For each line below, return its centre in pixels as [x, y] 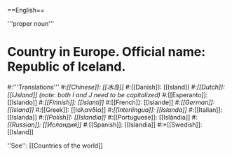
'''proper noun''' [31, 23]
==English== [26, 10]
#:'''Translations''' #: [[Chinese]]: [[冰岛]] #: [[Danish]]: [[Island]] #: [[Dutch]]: [116, 87]
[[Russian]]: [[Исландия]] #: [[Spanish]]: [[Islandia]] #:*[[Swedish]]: [105, 125]
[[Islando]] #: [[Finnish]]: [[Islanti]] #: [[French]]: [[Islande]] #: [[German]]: [111, 102]
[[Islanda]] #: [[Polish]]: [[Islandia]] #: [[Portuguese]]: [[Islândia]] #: [102, 117]
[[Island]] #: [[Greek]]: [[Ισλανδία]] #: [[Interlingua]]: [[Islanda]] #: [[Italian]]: [115, 109]
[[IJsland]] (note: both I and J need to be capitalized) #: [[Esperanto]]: [108, 94]
